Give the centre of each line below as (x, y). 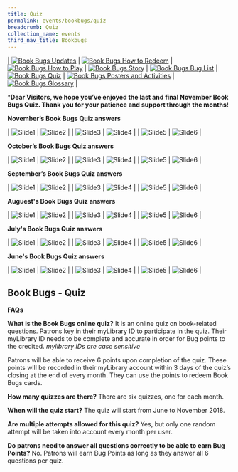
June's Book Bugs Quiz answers (56, 256)
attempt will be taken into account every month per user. (90, 431)
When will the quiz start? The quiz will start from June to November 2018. (116, 410)
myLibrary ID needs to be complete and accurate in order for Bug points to (117, 338)
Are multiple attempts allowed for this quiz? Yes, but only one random (112, 424)
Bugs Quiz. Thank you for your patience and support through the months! (118, 105)
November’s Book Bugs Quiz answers (64, 119)
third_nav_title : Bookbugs (47, 41)
